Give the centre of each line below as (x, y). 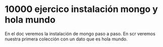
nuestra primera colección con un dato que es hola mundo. (66, 39)
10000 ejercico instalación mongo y (82, 9)
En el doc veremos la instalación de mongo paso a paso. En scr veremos (80, 33)
